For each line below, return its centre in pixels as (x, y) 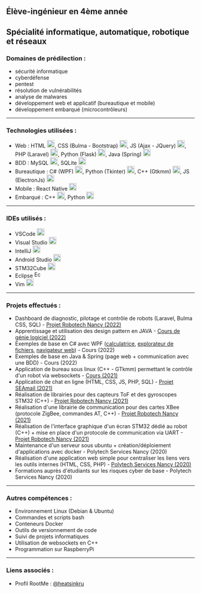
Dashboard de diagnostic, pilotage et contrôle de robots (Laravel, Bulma (103, 318)
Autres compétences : (39, 498)
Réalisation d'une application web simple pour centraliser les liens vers (102, 458)
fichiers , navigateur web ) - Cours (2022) (65, 350)
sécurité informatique (41, 71)
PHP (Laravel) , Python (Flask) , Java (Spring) (78, 154)
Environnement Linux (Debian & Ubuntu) (65, 511)
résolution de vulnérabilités (48, 90)
